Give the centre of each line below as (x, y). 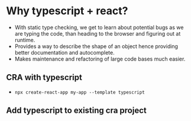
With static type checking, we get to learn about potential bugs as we (99, 27)
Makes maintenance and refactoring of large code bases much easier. (100, 59)
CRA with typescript (44, 77)
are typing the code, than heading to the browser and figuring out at (98, 33)
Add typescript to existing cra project (76, 111)
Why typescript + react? (67, 11)
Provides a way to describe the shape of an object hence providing (96, 46)
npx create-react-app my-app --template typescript (80, 92)
